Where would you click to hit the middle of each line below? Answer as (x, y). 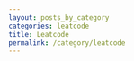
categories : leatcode (49, 26)
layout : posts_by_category (59, 17)
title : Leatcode (39, 34)
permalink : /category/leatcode (67, 43)
